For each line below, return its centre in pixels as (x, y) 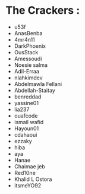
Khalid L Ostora (33, 179)
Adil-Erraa (27, 71)
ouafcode (26, 116)
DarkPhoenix (30, 46)
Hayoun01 (26, 128)
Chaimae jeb (29, 166)
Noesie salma (31, 65)
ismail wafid (29, 122)
